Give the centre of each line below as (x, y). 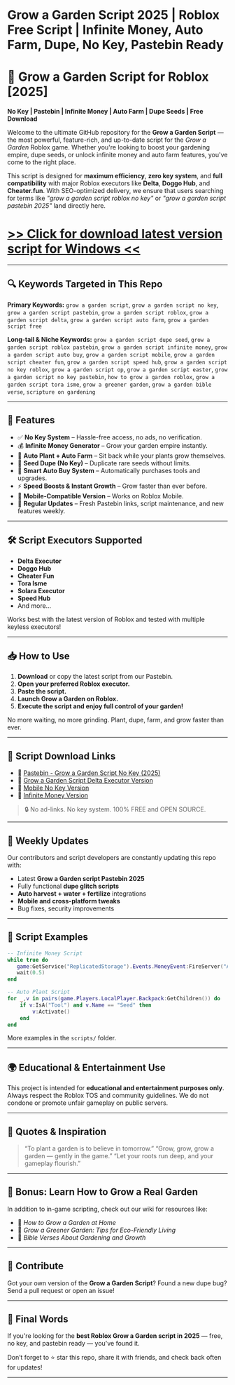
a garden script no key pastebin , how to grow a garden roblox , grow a (111, 376)
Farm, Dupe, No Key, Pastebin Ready (115, 45)
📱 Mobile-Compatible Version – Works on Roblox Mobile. (100, 496)
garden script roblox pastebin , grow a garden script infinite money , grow (117, 347)
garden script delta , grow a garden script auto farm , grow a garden (108, 319)
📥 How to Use (38, 656)
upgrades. (32, 478)
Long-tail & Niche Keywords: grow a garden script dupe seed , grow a (109, 339)
